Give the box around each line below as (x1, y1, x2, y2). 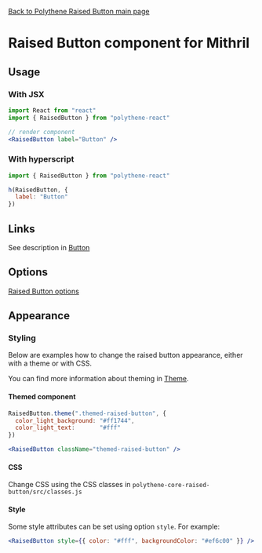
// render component (8, 128, 76, 136)
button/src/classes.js (8, 488, 82, 497)
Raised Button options (8, 286, 80, 296)
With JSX (8, 89, 45, 100)
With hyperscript (8, 154, 75, 165)
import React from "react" (8, 106, 96, 115)
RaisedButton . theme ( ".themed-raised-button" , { (8, 409, 167, 417)
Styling (8, 333, 37, 344)
